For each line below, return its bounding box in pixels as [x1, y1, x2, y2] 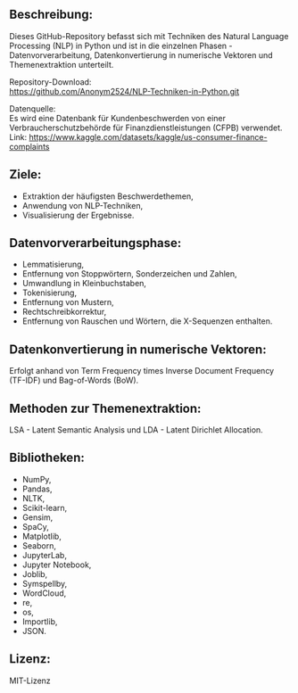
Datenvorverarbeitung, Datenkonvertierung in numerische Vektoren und [9, 49, 274, 61]
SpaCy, [21, 521, 49, 532]
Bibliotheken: [9, 450, 85, 466]
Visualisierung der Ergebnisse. [21, 210, 135, 220]
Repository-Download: [9, 76, 92, 87]
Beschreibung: [9, 7, 94, 22]
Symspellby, [21, 578, 68, 589]
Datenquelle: [9, 103, 56, 114]
